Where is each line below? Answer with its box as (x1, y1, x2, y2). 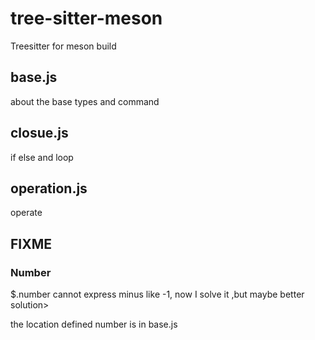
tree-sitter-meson (10, 7, 163, 30)
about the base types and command (10, 95, 160, 107)
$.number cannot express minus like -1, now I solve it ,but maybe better (10, 288, 305, 301)
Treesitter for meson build (10, 40, 117, 52)
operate (10, 207, 43, 219)
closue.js (10, 125, 69, 142)
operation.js (10, 180, 88, 197)
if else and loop (10, 151, 74, 163)
